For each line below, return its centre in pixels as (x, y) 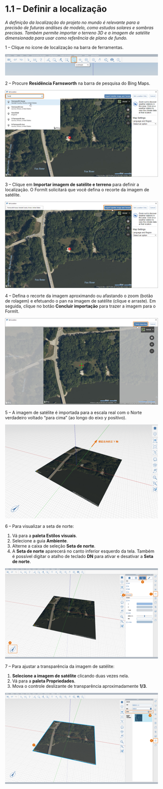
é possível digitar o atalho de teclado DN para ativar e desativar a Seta (83, 556)
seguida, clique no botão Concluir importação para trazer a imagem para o (81, 306)
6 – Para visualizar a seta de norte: (40, 526)
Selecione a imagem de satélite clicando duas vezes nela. (71, 676)
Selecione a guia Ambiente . (40, 541)
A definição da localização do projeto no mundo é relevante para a (72, 22)
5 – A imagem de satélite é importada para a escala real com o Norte (73, 412)
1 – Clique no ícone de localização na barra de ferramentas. (64, 47)
